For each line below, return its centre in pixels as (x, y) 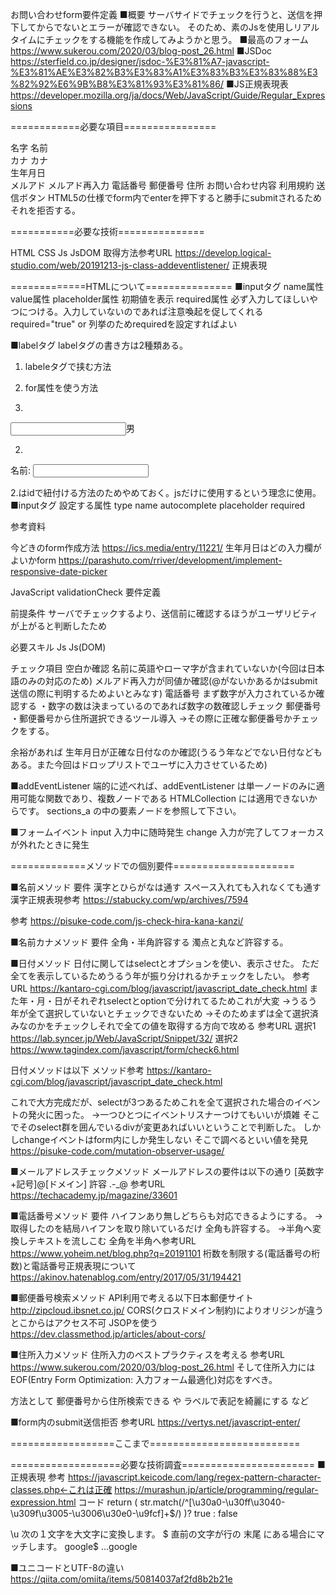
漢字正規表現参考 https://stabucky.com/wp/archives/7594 (129, 899)
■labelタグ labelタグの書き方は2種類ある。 (99, 345)
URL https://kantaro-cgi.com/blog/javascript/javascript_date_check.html (159, 988)
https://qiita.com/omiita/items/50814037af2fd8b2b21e (121, 1579)
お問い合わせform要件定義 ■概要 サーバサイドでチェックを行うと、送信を (162, 14)
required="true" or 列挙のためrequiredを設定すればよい (124, 324)
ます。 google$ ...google (87, 1546)
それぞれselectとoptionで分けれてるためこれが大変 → (181, 1001)
